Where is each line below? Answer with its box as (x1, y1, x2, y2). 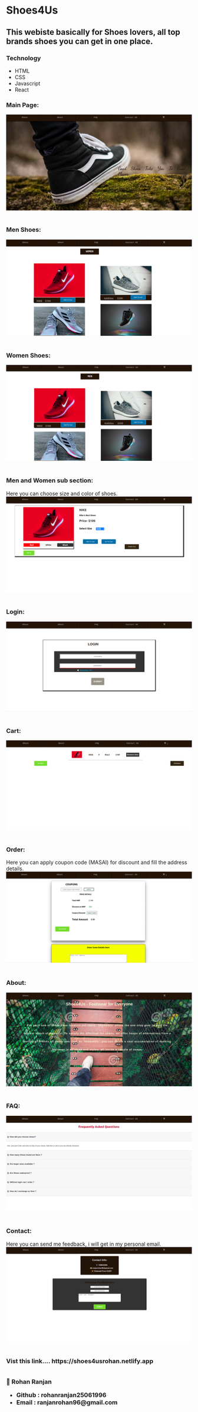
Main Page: (6, 101, 39, 109)
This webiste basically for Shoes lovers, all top (6, 27, 181, 37)
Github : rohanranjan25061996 (16, 1391, 107, 1399)
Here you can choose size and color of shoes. (6, 490, 118, 497)
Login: (6, 608, 25, 616)
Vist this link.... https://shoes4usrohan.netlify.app (6, 1357, 154, 1365)
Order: (6, 846, 25, 854)
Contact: (6, 1227, 32, 1235)
